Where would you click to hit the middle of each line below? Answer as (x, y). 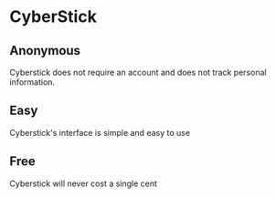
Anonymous (45, 51)
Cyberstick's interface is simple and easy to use (100, 132)
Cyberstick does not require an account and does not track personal (138, 72)
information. (32, 82)
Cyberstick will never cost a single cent (84, 183)
